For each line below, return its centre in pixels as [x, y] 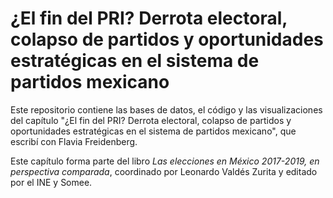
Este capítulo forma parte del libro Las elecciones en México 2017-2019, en [165, 161]
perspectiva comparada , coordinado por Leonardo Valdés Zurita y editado [164, 171]
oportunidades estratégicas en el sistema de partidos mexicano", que [153, 131]
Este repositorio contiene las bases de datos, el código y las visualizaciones [166, 109]
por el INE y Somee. [51, 182]
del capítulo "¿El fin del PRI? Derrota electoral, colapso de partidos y [151, 120]
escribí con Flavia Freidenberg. [74, 141]
